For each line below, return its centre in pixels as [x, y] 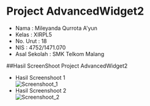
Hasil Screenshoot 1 [40, 77]
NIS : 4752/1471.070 [40, 48]
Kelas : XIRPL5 [33, 34]
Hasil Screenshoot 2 [41, 90]
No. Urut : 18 [31, 41]
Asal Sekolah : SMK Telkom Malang [60, 54]
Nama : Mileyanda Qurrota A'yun [56, 28]
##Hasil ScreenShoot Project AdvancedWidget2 [67, 66]
